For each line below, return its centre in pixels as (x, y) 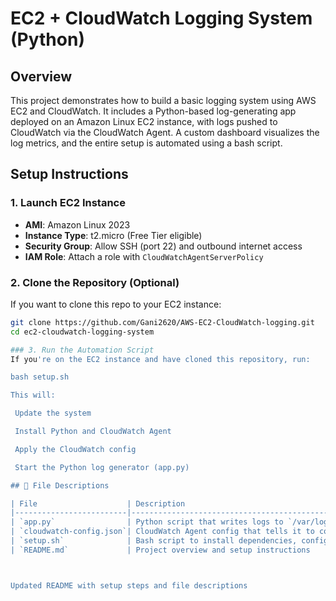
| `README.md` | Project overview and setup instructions (160, 550)
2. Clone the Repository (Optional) (95, 282)
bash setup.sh (40, 377)
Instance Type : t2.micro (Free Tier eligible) (113, 235)
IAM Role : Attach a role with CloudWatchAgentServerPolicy (144, 256)
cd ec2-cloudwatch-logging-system (82, 332)
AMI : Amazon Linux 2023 (77, 224)
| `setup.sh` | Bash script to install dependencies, (154, 541)
